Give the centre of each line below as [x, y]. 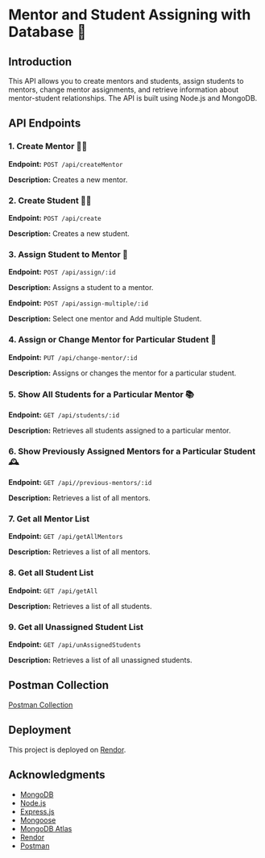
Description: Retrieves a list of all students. [80, 606]
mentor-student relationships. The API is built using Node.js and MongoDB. [133, 98]
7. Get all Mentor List [49, 519]
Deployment [40, 730]
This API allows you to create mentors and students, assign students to [126, 81]
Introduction [40, 62]
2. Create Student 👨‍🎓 [50, 201]
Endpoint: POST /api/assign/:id [62, 272]
